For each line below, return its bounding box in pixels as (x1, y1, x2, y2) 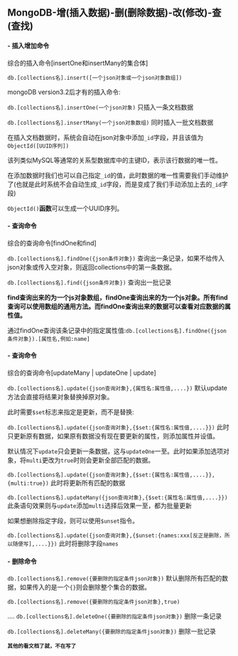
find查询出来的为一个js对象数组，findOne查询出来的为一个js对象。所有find (7, 293, 229, 302)
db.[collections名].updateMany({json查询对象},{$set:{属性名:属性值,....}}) (7, 494, 228, 501)
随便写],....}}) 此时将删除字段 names (12, 539, 119, 548)
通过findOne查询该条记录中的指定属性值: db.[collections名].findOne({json (7, 326, 227, 334)
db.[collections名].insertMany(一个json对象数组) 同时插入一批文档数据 (7, 118, 214, 126)
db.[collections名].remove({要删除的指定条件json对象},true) (7, 598, 180, 606)
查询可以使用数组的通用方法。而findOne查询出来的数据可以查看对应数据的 (7, 302, 225, 310)
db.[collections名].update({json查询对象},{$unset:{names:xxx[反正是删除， (7, 532, 225, 539)
